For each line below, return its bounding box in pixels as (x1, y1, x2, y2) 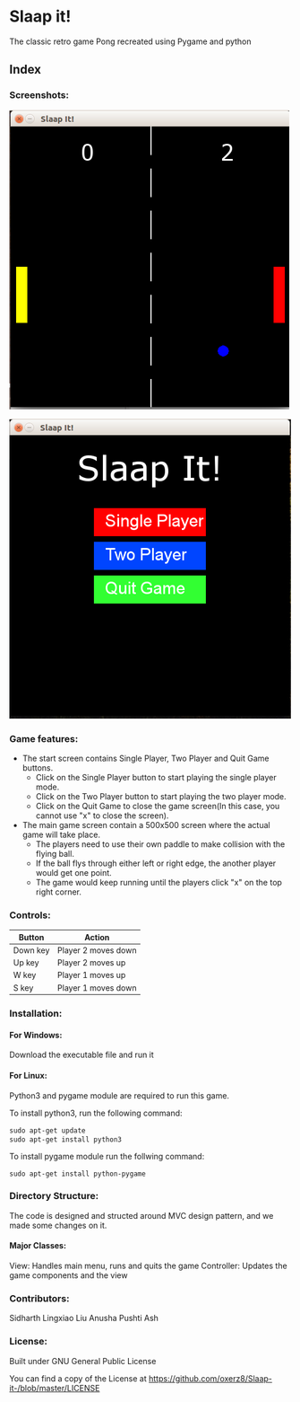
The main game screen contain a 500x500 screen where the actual (21, 819, 270, 830)
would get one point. (35, 867, 112, 877)
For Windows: (9, 1029, 63, 1040)
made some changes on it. (9, 1220, 107, 1230)
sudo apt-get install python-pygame (9, 1169, 146, 1178)
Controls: (9, 909, 51, 921)
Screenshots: (9, 89, 70, 101)
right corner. (35, 886, 82, 897)
